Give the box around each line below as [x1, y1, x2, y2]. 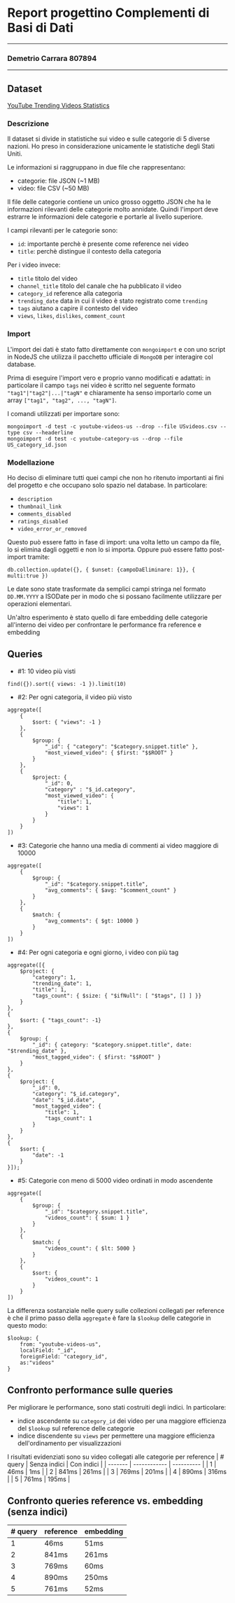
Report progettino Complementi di [7, 5, 210, 21]
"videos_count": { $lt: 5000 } [44, 1245, 136, 1252]
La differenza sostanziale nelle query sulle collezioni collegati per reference [7, 1306, 225, 1314]
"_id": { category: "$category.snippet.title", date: [32, 1041, 192, 1048]
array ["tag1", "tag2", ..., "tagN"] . [7, 396, 117, 404]
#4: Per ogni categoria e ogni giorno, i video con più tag [17, 948, 179, 956]
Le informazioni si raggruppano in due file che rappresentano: [7, 163, 186, 172]
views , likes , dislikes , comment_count [17, 312, 126, 320]
